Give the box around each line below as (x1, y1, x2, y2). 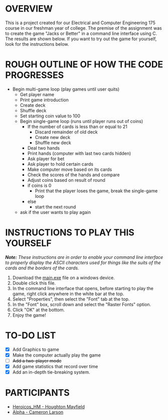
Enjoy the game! (12, 312, 46, 318)
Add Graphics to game (12, 346, 59, 353)
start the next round (35, 203, 76, 209)
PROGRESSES (5, 69, 64, 81)
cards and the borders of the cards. (5, 265, 79, 271)
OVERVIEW (5, 3, 53, 15)
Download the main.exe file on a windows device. (12, 274, 115, 281)
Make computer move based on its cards (27, 166, 112, 172)
